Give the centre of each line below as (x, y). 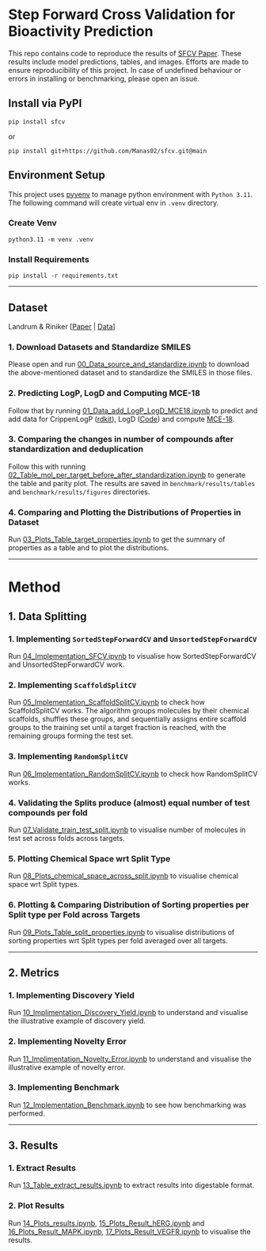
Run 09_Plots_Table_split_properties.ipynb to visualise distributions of (122, 932)
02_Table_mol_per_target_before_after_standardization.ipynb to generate (127, 475)
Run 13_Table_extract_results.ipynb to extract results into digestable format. (131, 1185)
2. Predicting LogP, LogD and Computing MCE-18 (104, 394)
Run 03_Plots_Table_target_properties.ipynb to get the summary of (117, 539)
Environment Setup (57, 175)
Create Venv (32, 223)
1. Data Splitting (47, 616)
